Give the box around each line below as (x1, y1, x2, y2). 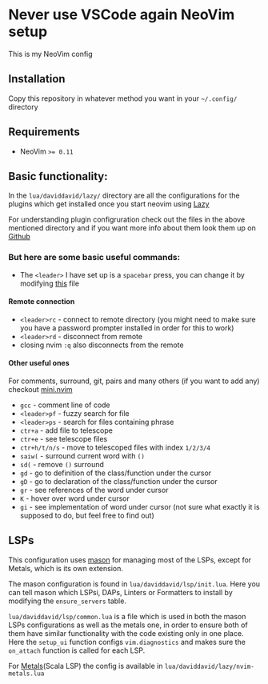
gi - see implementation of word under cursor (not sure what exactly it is (19, 502, 260, 512)
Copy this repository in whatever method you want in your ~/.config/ (8, 94, 238, 103)
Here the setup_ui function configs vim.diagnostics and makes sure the (8, 637, 246, 646)
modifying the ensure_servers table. (8, 596, 126, 606)
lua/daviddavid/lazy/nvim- (164, 662, 254, 670)
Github (8, 232, 30, 242)
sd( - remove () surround (19, 460, 104, 470)
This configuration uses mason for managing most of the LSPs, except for (8, 554, 252, 565)
